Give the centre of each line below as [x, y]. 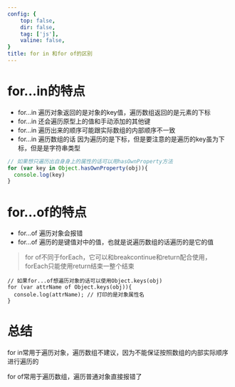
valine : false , [43, 41]
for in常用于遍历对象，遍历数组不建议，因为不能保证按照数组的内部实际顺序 [118, 353]
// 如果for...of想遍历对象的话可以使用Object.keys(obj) [85, 281]
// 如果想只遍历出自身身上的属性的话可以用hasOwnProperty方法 [90, 161]
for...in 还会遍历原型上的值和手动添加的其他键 [84, 121]
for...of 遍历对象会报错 [50, 233]
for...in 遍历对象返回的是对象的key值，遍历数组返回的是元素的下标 [114, 112]
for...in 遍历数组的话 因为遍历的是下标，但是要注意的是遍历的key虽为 [118, 139]
